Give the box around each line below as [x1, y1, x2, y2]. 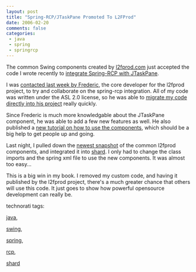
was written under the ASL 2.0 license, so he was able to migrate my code [6, 93, 188, 101]
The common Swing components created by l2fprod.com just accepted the [6, 63, 189, 70]
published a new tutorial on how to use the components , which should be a [6, 124, 189, 131]
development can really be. [6, 190, 73, 198]
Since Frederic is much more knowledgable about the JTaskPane [6, 111, 165, 118]
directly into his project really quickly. [6, 100, 98, 107]
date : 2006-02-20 [6, 20, 49, 25]
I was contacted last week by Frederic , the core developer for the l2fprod [6, 81, 185, 88]
